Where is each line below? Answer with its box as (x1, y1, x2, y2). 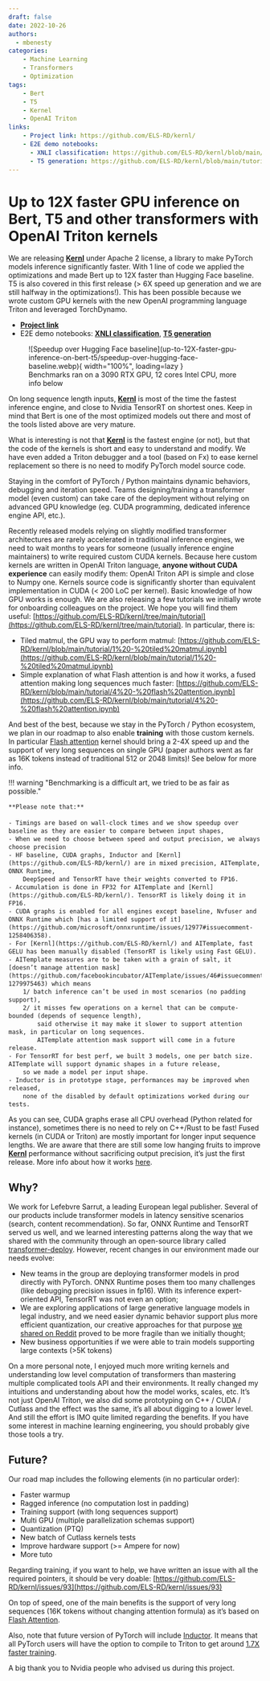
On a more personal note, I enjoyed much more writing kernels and (8, 1361, 230, 1371)
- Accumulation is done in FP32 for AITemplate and (8, 884, 185, 892)
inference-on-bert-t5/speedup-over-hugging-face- (28, 353, 198, 363)
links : (8, 123, 31, 132)
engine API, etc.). (8, 510, 66, 520)
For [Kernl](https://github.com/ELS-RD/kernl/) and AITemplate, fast (15, 940, 253, 948)
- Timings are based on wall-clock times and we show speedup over (8, 819, 239, 827)
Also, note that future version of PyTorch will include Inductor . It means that (8, 1630, 259, 1640)
